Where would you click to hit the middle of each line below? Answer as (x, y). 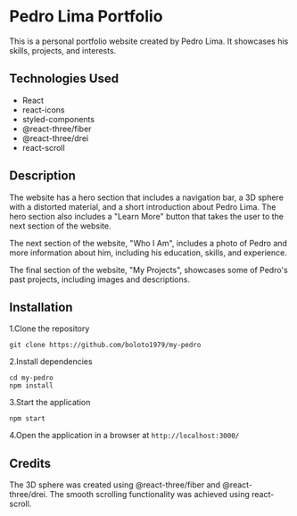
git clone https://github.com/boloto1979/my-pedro (105, 345)
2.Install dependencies (51, 362)
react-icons (43, 110)
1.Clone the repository (49, 329)
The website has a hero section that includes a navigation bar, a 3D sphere (146, 197)
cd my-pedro (31, 378)
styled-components (58, 119)
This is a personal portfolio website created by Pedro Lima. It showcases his (149, 41)
